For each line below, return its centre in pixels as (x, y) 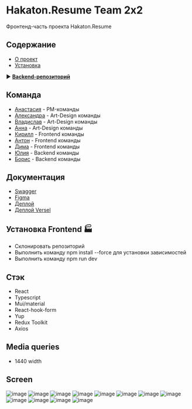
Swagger (25, 192)
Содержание (31, 45)
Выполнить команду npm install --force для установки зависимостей (100, 253)
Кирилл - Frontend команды (49, 134)
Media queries (33, 347)
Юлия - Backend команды (47, 152)
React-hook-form (35, 310)
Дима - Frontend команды (47, 146)
